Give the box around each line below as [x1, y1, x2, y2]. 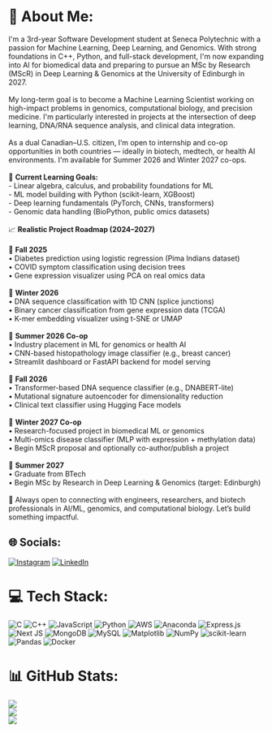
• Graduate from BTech [8, 468, 87, 478]
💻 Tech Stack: [8, 587, 109, 606]
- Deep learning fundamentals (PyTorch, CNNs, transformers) [8, 198, 214, 208]
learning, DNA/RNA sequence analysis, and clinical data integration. [8, 120, 235, 130]
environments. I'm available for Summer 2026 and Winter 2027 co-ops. [8, 154, 247, 165]
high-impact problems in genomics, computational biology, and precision [8, 103, 253, 113]
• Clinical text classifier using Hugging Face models [8, 399, 181, 409]
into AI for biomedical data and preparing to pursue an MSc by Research [8, 60, 250, 70]
